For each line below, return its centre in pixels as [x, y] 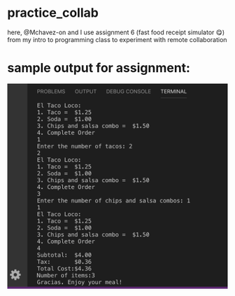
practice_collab [53, 13]
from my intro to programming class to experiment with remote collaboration [117, 39]
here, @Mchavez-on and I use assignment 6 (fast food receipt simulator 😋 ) [116, 32]
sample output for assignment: [99, 68]
